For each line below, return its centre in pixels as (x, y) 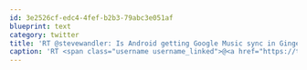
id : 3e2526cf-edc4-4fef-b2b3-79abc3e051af (91, 18)
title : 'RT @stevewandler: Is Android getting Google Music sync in (143, 43)
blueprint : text (40, 26)
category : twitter (44, 35)
